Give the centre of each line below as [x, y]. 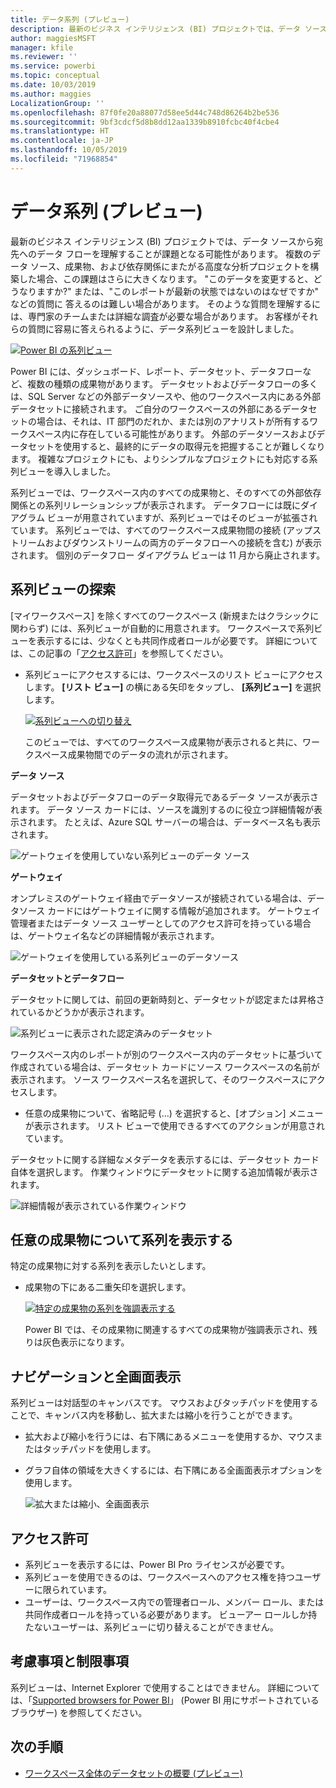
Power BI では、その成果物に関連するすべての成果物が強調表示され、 [166, 1330]
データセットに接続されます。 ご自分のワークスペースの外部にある [146, 408]
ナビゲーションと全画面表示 [96, 1376]
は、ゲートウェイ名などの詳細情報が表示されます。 [115, 935]
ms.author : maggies [51, 94]
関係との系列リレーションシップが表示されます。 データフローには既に [156, 505]
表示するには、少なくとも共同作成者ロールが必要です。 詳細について [177, 640]
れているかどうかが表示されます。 [80, 1012]
